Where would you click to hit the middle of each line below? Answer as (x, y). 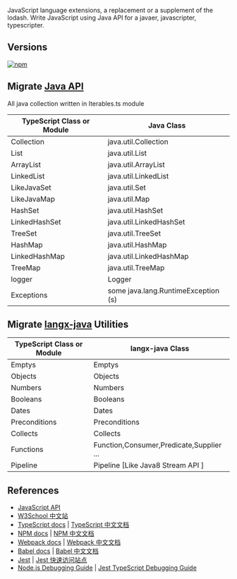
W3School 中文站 (43, 516)
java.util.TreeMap (136, 267)
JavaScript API (39, 508)
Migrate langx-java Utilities (68, 325)
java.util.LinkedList (138, 176)
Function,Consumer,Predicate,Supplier (158, 445)
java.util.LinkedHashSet (146, 221)
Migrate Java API (45, 86)
